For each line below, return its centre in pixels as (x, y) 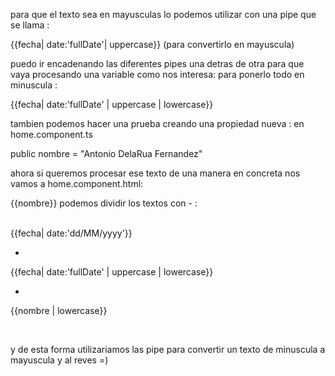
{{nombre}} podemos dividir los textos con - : (104, 203)
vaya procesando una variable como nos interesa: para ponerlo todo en (157, 74)
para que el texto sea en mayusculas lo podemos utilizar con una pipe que (163, 14)
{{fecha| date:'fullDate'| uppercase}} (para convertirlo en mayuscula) (152, 44)
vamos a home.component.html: (77, 183)
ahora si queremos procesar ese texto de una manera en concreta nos (155, 173)
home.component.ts (51, 134)
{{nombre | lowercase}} (59, 310)
